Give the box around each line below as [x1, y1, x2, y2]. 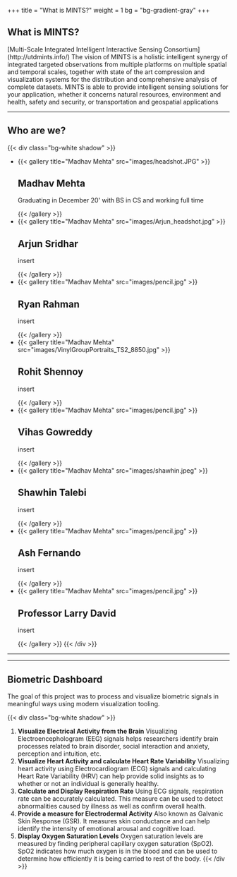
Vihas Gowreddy [17, 426, 93, 438]
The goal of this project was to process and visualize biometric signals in [7, 691, 219, 701]
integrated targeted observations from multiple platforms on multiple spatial [7, 60, 227, 68]
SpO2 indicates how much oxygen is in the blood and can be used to [17, 847, 218, 855]
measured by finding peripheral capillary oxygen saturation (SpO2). [17, 839, 214, 847]
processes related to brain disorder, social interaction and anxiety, [17, 742, 210, 750]
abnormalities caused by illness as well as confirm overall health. [17, 802, 207, 810]
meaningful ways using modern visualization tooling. [7, 699, 160, 708]
